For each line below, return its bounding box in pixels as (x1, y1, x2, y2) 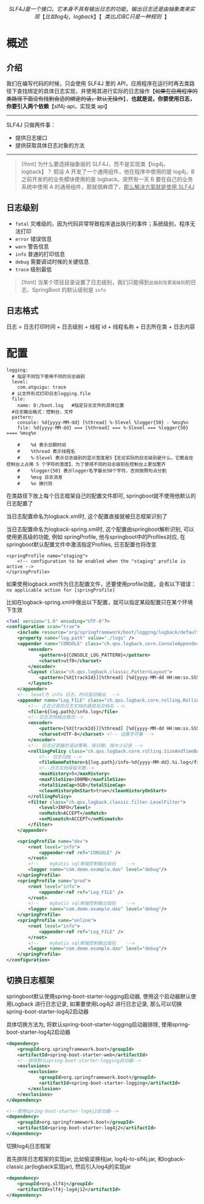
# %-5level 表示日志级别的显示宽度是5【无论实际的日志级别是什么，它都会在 (17, 455, 194, 461)
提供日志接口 (15, 134, 47, 141)
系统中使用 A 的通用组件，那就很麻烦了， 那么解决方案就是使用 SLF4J (21, 183, 195, 190)
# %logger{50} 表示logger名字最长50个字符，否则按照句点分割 (17, 468, 167, 474)
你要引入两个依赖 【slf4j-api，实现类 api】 (6, 103, 110, 109)
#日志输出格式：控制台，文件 (12, 409, 74, 415)
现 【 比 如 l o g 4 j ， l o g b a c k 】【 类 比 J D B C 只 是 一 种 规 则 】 (34, 13, 170, 20)
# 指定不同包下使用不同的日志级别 (12, 373, 86, 379)
